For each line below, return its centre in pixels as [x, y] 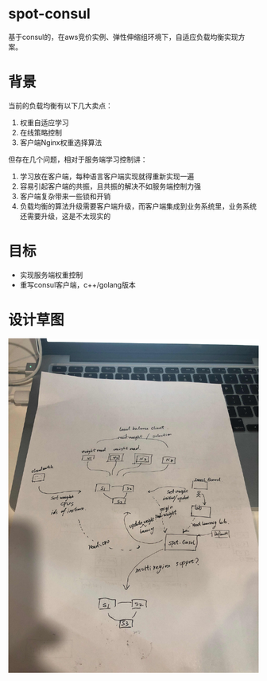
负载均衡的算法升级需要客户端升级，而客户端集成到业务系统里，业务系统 [138, 206]
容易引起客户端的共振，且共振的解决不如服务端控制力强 [110, 186]
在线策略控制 [41, 132]
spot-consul [50, 14]
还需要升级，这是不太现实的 [65, 216]
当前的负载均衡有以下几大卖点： [60, 105]
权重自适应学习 [44, 122]
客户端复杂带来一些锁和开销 [65, 196]
